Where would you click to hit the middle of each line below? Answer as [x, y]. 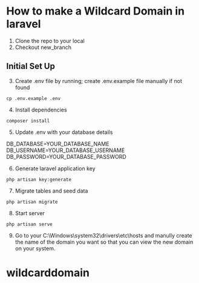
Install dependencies [41, 110]
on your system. [35, 248]
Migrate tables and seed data [51, 191]
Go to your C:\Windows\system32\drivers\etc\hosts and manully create [103, 235]
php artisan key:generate [39, 179]
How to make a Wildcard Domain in [96, 11]
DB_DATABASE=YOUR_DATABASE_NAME [58, 144]
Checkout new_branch [43, 47]
